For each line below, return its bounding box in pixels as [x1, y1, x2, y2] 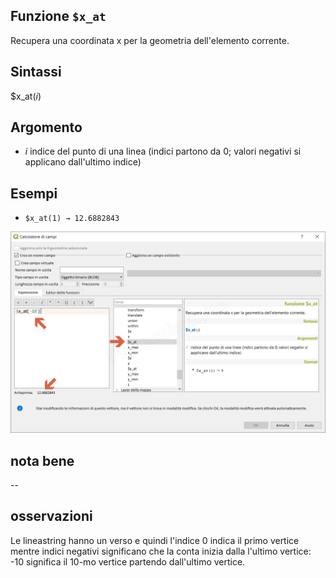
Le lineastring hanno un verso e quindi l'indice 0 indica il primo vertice [10, 534, 300, 546]
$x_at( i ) [10, 90, 42, 102]
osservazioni [10, 508, 93, 525]
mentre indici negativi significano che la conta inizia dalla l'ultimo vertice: [10, 545, 312, 557]
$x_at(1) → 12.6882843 [24, 214, 120, 224]
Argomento [10, 119, 83, 136]
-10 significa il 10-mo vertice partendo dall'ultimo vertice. [10, 555, 246, 568]
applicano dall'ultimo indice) [24, 156, 142, 168]
